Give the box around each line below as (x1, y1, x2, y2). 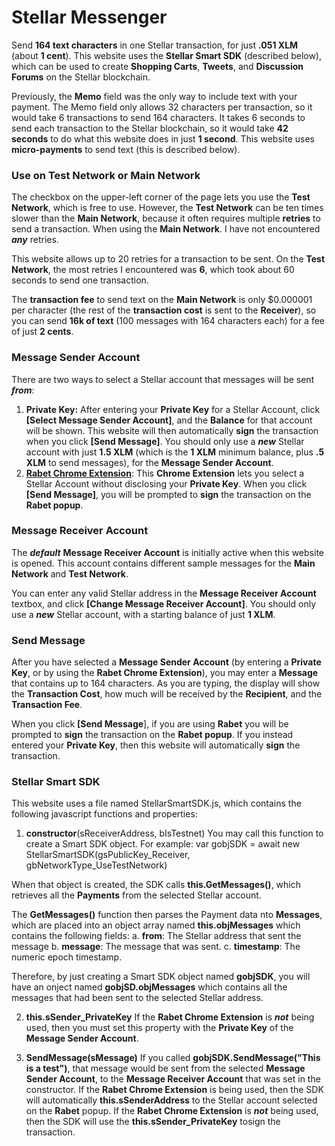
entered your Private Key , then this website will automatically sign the (11, 739, 301, 751)
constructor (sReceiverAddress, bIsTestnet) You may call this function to (25, 827, 324, 840)
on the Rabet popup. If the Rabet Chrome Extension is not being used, (25, 1105, 319, 1117)
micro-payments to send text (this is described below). (11, 143, 241, 155)
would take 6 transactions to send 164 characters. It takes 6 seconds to (11, 111, 306, 123)
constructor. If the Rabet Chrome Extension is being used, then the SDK (25, 1084, 324, 1096)
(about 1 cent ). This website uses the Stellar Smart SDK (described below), (11, 49, 323, 61)
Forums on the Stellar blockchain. (11, 71, 151, 83)
